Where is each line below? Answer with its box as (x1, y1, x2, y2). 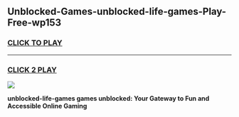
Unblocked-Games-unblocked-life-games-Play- (7, 6, 226, 18)
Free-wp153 (7, 17, 62, 29)
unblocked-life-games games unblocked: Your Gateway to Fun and (7, 94, 210, 102)
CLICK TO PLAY (7, 38, 63, 48)
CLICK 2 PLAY (7, 65, 57, 74)
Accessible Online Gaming (7, 101, 87, 110)
